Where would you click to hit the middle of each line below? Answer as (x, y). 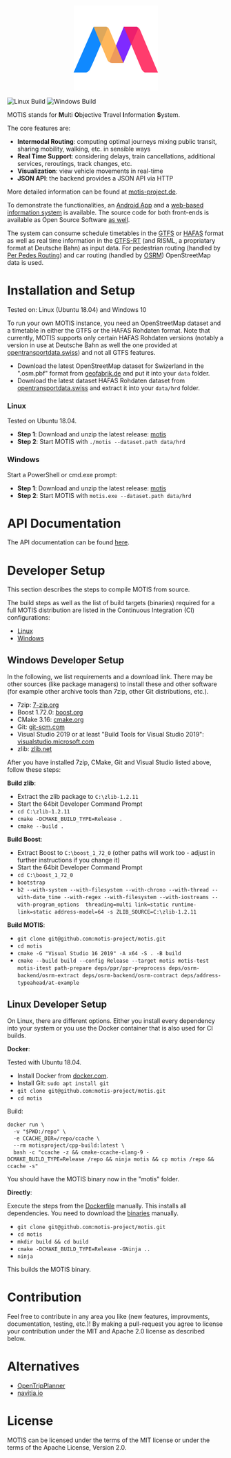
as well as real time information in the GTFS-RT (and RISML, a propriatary (111, 240)
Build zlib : (22, 783)
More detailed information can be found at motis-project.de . (92, 192)
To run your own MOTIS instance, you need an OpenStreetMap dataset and (114, 323)
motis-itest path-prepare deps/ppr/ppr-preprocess (91, 968)
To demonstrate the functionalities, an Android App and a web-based (106, 205)
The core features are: (39, 128)
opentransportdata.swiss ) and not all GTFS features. (81, 352)
